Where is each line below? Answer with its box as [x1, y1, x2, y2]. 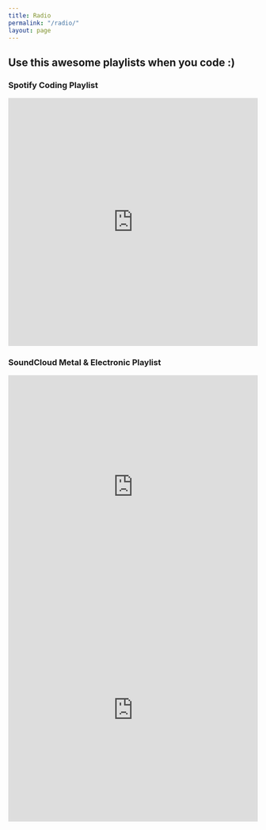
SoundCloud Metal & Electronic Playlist [8, 356, 161, 367]
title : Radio [8, 11, 51, 20]
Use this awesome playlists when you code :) [8, 56, 235, 69]
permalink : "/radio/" [8, 19, 80, 27]
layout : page [8, 26, 51, 34]
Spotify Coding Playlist [8, 79, 99, 90]
